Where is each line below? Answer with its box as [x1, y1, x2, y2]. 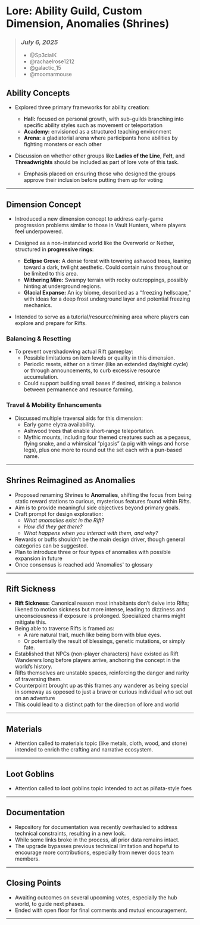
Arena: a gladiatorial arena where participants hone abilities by [23, 134, 178, 141]
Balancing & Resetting [6, 335, 71, 343]
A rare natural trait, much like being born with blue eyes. [23, 631, 162, 639]
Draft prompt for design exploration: [14, 510, 103, 517]
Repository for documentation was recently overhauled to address [14, 823, 177, 830]
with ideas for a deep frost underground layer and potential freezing [23, 295, 190, 302]
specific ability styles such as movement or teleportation [23, 122, 162, 129]
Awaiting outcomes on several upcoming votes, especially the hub [14, 893, 177, 901]
